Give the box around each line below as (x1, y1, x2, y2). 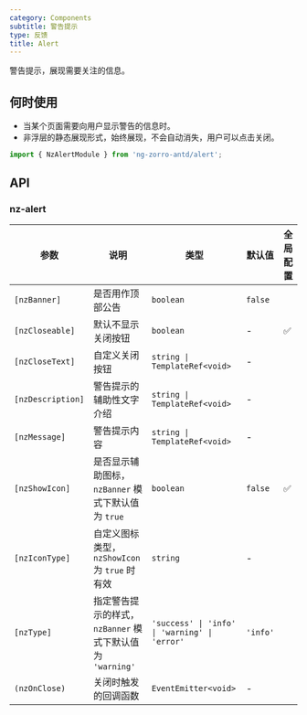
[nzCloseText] (14, 356, 76, 367)
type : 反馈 (9, 30, 48, 39)
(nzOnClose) (14, 683, 67, 693)
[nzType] (14, 627, 52, 637)
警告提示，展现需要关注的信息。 (9, 65, 130, 76)
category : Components (9, 13, 92, 23)
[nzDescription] (14, 394, 85, 404)
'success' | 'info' (151, 618, 237, 628)
